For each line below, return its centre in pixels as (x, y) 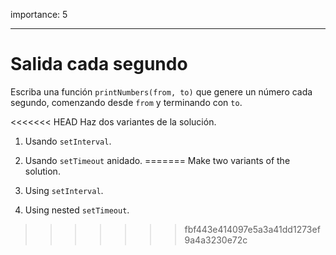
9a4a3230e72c (216, 240)
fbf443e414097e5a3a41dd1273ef (252, 229)
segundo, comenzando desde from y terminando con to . (126, 102)
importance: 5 (39, 14)
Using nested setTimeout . (77, 210)
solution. (42, 171)
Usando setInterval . (68, 141)
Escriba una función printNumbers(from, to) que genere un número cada (161, 91)
